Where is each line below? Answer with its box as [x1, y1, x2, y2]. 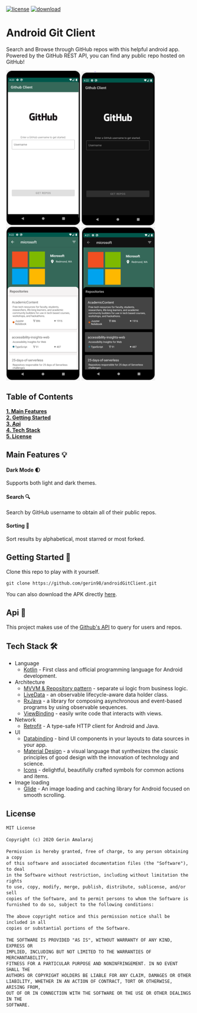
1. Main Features [6, 407, 47, 414]
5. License [6, 433, 32, 440]
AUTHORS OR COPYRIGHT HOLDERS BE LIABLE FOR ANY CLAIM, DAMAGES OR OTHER [6, 973, 192, 979]
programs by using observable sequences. [23, 704, 128, 711]
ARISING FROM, [6, 985, 41, 991]
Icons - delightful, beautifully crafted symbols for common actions [23, 766, 185, 773]
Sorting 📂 [6, 522, 29, 530]
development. [23, 672, 57, 679]
